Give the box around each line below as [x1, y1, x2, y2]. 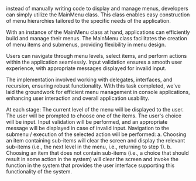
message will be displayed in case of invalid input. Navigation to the [6, 125, 170, 131]
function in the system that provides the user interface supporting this [6, 162, 175, 169]
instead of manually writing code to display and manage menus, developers [6, 5, 188, 12]
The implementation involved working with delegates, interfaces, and [6, 76, 173, 83]
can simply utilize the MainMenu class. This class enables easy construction [6, 11, 190, 18]
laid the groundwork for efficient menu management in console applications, [6, 89, 190, 95]
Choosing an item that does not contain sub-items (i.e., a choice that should [6, 149, 189, 156]
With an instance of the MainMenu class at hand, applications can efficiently [6, 29, 190, 36]
